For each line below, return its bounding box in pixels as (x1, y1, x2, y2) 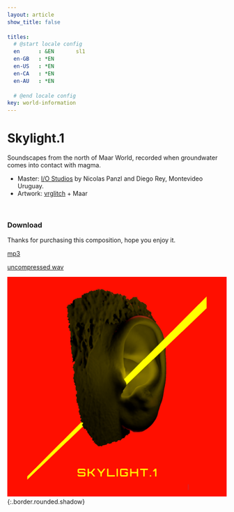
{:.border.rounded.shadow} (7, 497, 86, 506)
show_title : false (7, 18, 61, 26)
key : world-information (7, 100, 77, 107)
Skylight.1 (7, 130, 65, 146)
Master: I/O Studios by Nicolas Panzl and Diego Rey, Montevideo (17, 174, 203, 183)
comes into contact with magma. (7, 161, 101, 170)
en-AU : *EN (13, 77, 54, 84)
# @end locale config (13, 92, 77, 99)
